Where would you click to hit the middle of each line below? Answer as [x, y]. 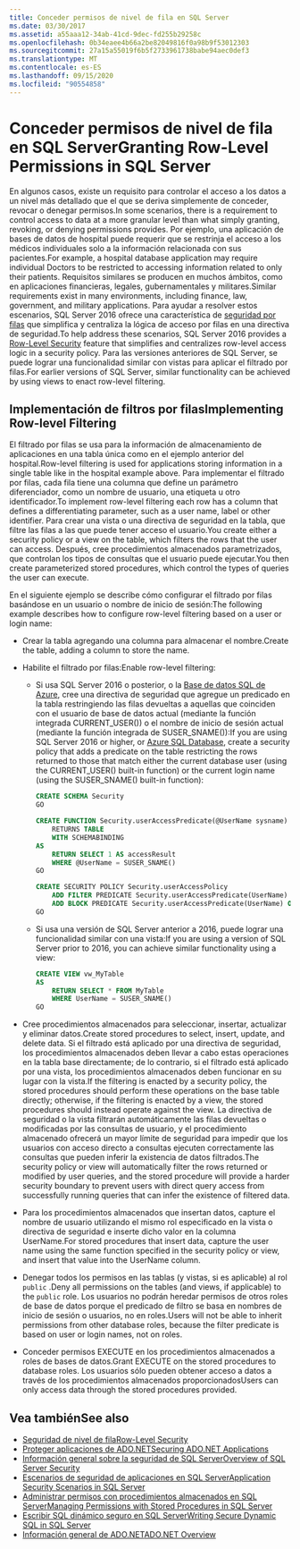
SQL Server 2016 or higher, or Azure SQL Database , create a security [162, 742]
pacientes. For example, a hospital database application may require [133, 258]
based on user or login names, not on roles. [102, 1334]
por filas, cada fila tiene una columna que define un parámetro [124, 483]
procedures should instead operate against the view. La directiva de [147, 1110]
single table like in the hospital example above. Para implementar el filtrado [147, 473]
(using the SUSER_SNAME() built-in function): [119, 780]
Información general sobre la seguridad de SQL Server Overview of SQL [154, 1458]
